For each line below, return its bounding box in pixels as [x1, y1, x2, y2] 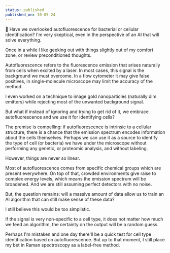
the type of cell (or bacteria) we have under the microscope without [5, 140, 147, 146]
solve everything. [5, 37, 42, 43]
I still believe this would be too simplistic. [5, 206, 90, 212]
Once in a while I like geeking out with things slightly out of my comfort [5, 47, 154, 53]
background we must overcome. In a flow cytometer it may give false [5, 73, 150, 79]
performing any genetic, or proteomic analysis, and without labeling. [5, 145, 148, 151]
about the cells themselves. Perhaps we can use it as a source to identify [5, 134, 158, 140]
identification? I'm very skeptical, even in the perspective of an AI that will [5, 31, 159, 38]
